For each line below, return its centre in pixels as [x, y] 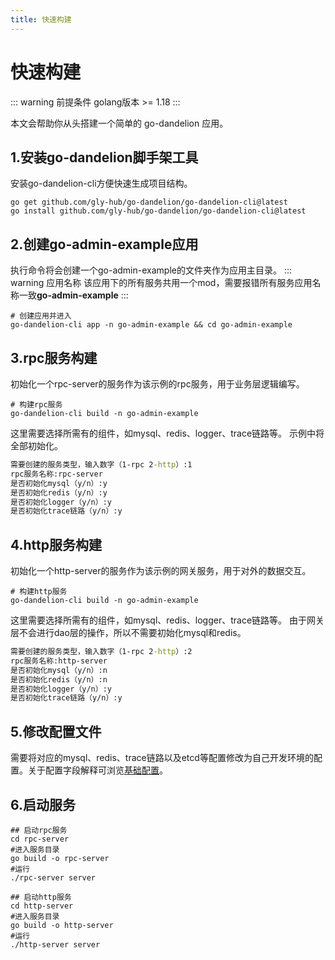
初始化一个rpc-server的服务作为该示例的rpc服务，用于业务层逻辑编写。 [157, 384]
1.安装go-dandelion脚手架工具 [104, 157]
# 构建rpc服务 [36, 405]
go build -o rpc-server [60, 858]
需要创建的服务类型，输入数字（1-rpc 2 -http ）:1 [101, 465]
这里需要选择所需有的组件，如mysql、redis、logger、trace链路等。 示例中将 [167, 433]
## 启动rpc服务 [39, 830]
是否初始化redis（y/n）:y [59, 492]
